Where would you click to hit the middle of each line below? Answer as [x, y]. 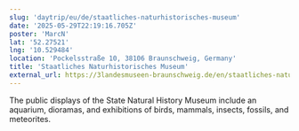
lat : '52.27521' [39, 42]
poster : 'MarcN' [39, 34]
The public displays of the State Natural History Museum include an [133, 100]
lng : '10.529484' [41, 50]
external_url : [36, 75]
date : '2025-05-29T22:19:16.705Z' [73, 26]
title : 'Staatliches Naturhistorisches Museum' [99, 67]
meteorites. [30, 119]
